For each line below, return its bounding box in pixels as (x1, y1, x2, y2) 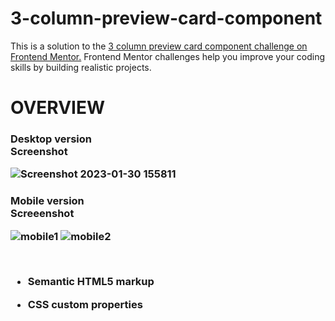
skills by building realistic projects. (10, 61, 152, 73)
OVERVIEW (10, 97, 106, 119)
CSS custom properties (27, 297, 143, 311)
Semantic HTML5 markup (27, 275, 155, 289)
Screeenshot (10, 207, 75, 221)
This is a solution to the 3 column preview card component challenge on (10, 40, 308, 52)
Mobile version (10, 194, 85, 208)
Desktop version (10, 132, 92, 146)
